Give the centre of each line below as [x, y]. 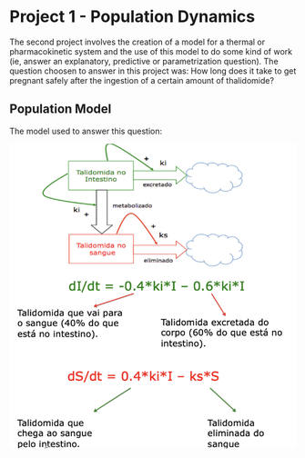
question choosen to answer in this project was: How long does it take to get [153, 71]
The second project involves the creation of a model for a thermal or [137, 42]
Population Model [61, 110]
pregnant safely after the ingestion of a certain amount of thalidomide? [142, 80]
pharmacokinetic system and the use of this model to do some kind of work [151, 51]
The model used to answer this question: [86, 131]
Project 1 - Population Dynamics [132, 17]
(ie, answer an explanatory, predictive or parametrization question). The [144, 61]
